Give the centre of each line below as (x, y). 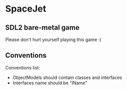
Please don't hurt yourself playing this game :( (53, 39)
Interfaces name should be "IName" (50, 83)
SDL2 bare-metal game (43, 28)
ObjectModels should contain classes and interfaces (67, 77)
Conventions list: (23, 67)
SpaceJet (26, 9)
